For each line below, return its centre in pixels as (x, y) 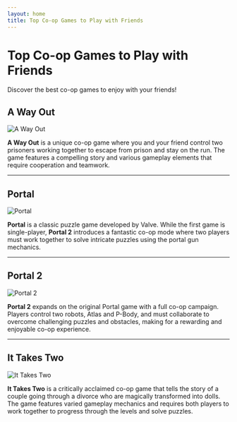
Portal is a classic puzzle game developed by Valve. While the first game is (116, 225)
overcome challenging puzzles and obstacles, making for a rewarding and (115, 321)
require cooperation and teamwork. (59, 165)
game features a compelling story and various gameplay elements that (110, 158)
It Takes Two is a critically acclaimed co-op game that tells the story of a (113, 388)
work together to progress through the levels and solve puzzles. (100, 411)
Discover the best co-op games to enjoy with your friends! (92, 90)
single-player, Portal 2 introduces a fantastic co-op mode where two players (119, 232)
